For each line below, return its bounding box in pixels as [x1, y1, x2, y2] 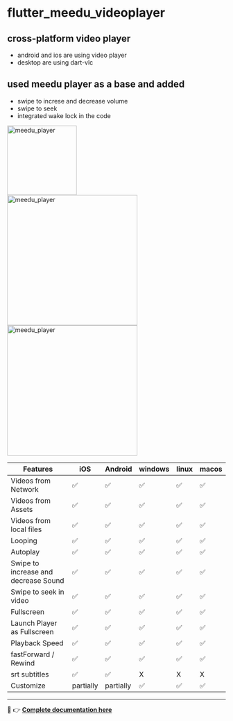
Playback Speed [10, 638, 64, 647]
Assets [10, 504, 33, 514]
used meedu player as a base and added [7, 78, 185, 90]
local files [10, 524, 42, 534]
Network [10, 484, 40, 494]
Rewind [10, 658, 35, 668]
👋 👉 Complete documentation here [7, 705, 112, 713]
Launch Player [10, 618, 58, 628]
